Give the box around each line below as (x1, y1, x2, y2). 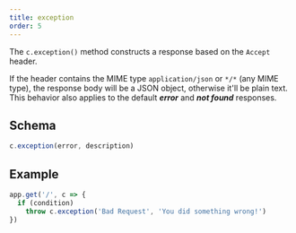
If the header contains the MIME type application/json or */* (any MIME (9, 73, 279, 83)
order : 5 (9, 22, 42, 30)
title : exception (9, 13, 74, 22)
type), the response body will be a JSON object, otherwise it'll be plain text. (9, 82, 289, 93)
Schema (9, 117, 57, 133)
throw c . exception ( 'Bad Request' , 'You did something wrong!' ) (25, 207, 267, 216)
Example (9, 167, 59, 182)
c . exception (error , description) (9, 142, 135, 151)
